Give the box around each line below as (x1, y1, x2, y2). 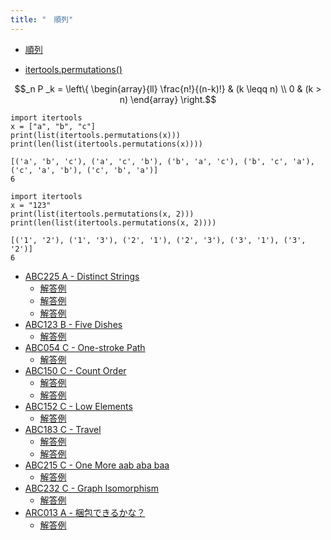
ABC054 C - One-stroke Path (24, 341, 146, 353)
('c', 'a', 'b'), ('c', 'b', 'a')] (10, 165, 159, 175)
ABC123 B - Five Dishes (24, 318, 123, 330)
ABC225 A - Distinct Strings (24, 270, 140, 282)
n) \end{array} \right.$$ (119, 93, 217, 105)
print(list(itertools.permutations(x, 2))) (10, 209, 195, 219)
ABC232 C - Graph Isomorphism (24, 482, 159, 494)
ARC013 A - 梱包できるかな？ (24, 506, 146, 518)
